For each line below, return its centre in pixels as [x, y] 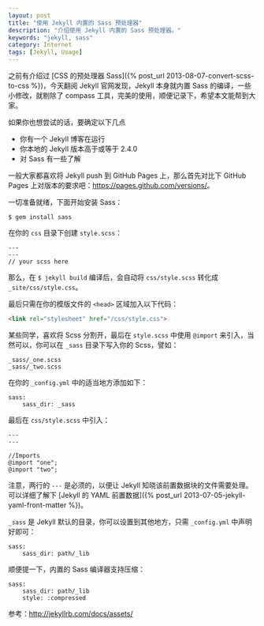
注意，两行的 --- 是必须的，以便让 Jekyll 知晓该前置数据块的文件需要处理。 [130, 485]
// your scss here [38, 262]
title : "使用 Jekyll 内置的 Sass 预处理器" [75, 23]
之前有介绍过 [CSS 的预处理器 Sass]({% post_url [87, 75]
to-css [19, 85]
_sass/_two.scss [35, 367]
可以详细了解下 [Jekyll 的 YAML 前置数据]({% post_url [95, 495]
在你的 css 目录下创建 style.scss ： [65, 233]
